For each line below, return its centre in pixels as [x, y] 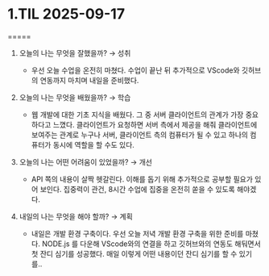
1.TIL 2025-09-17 [66, 14]
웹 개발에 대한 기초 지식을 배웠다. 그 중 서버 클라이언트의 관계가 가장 [137, 115]
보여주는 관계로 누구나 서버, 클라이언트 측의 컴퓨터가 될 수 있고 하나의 [140, 135]
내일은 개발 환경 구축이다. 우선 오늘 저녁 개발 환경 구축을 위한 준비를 [137, 233]
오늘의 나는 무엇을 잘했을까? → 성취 [75, 52]
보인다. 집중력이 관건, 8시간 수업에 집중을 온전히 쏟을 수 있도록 [137, 189]
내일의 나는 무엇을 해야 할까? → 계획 [76, 216]
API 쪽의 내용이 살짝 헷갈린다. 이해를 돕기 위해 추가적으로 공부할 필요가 [142, 179]
